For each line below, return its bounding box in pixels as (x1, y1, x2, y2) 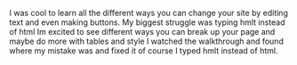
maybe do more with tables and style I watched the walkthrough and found (9, 36, 285, 46)
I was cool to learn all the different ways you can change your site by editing (9, 8, 289, 18)
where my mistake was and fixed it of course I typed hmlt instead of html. (9, 45, 278, 56)
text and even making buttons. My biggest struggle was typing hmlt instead (9, 17, 286, 28)
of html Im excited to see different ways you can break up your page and (9, 27, 276, 37)
